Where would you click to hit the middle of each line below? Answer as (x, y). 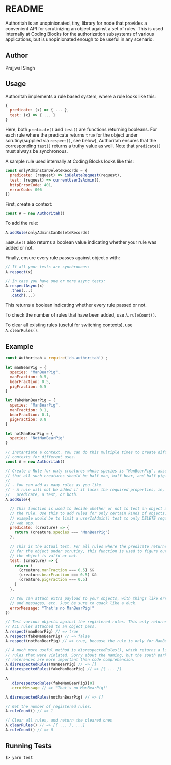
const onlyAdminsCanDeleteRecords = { (46, 171)
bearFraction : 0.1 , (31, 415)
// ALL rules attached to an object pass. (51, 627)
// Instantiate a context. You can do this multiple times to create (81, 452)
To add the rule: (22, 223)
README (24, 9)
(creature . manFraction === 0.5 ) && (56, 570)
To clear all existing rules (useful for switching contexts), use (69, 325)
